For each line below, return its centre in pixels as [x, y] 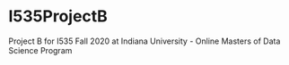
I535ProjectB [58, 16]
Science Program [40, 50]
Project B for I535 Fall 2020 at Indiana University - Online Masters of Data [144, 41]
